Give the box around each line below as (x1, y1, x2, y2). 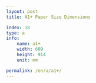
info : (6, 36, 19, 41)
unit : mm (16, 57, 38, 63)
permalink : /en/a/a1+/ (6, 68, 62, 74)
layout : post (6, 8, 38, 15)
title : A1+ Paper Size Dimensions (6, 14, 91, 20)
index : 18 (6, 25, 31, 30)
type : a (6, 30, 25, 36)
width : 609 (16, 46, 44, 53)
